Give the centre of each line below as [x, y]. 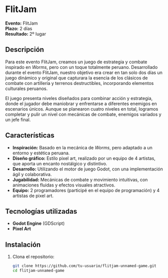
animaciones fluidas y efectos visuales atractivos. [64, 185]
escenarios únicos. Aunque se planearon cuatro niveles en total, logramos [82, 109]
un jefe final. [18, 120]
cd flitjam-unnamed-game [38, 271]
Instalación [23, 245]
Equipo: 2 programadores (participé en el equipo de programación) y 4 [86, 190]
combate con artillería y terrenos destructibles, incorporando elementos [79, 83]
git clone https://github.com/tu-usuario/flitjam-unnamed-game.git [84, 266]
